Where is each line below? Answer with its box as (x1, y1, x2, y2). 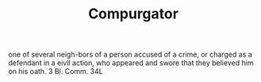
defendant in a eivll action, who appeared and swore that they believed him (8, 58, 254, 68)
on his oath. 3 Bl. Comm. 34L (8, 67, 103, 76)
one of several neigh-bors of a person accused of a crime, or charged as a (8, 49, 252, 60)
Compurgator (88, 5, 178, 23)
